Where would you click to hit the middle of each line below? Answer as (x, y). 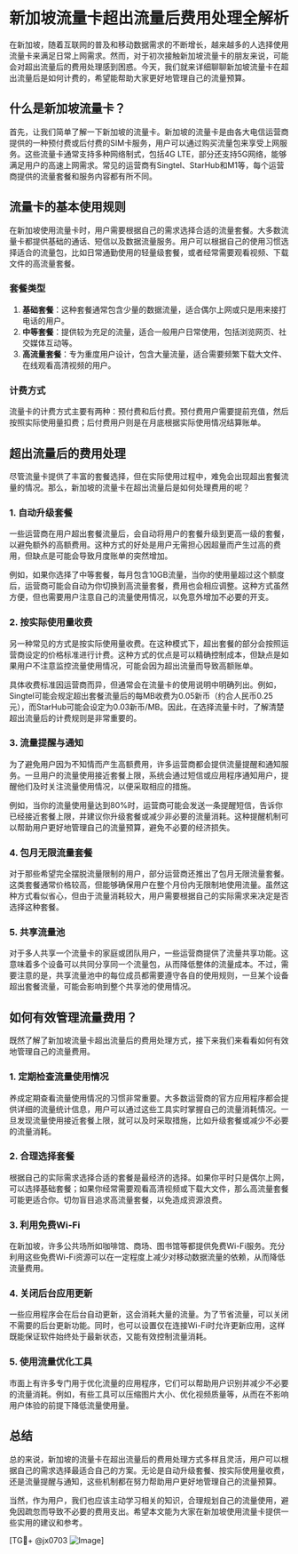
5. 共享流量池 (37, 933)
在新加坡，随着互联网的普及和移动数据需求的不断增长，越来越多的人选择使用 (149, 44)
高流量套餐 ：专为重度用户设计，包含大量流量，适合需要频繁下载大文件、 (154, 354)
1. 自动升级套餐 (41, 512)
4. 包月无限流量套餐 (51, 853)
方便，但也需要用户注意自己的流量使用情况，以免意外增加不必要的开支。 (141, 597)
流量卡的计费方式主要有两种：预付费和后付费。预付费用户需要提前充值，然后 (149, 412)
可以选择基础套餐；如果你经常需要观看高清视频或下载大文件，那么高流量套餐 (149, 1189)
